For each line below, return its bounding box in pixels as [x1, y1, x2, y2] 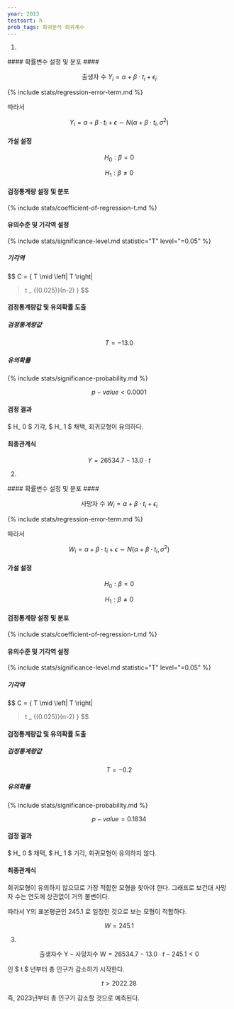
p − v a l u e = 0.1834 [91, 814, 147, 823]
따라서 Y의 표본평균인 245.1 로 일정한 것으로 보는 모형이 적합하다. [7, 908, 187, 916]
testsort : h [7, 17, 43, 24]
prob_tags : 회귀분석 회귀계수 [7, 23, 85, 30]
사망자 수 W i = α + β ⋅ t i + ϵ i [80, 499, 158, 509]
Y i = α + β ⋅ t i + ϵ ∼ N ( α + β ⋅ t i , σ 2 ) [69, 117, 169, 128]
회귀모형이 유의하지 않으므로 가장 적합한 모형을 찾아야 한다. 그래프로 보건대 [7, 884, 214, 892]
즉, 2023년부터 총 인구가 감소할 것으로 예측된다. [7, 993, 140, 1003]
